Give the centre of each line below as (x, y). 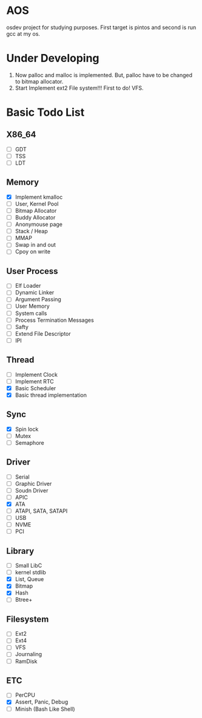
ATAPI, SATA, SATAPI (41, 511)
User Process (32, 271)
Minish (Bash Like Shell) (45, 709)
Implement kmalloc (39, 197)
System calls (31, 313)
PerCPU (25, 695)
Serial (22, 477)
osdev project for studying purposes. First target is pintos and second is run (101, 27)
